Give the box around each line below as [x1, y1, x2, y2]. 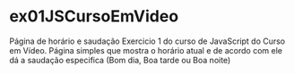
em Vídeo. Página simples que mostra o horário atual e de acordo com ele [9, 45, 282, 55]
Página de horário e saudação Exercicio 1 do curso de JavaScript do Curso [9, 36, 286, 46]
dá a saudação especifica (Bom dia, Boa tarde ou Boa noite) [9, 54, 231, 65]
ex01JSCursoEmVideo [9, 6, 179, 27]
